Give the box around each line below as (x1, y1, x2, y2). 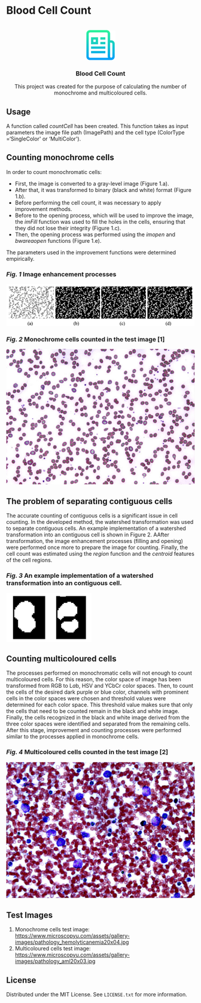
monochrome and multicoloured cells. (53, 89, 148, 96)
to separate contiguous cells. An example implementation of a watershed (6, 525, 187, 532)
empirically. (6, 255, 35, 262)
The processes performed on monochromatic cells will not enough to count (6, 669, 193, 676)
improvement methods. (14, 205, 72, 212)
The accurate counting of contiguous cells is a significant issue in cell (6, 512, 178, 519)
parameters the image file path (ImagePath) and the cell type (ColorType (6, 129, 185, 136)
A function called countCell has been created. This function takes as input (6, 123, 188, 130)
